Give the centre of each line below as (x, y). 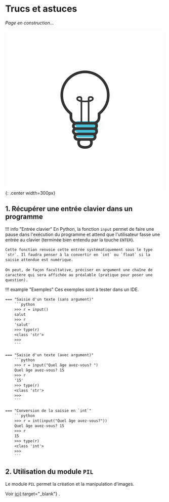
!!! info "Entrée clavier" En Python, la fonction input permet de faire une (80, 229)
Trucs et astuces (41, 9)
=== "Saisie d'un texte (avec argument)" (50, 355)
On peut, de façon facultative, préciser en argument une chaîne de (79, 270)
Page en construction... (30, 23)
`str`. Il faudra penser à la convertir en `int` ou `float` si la (78, 255)
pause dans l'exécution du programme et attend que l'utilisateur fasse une (83, 234)
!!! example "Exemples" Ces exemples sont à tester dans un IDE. (72, 289)
